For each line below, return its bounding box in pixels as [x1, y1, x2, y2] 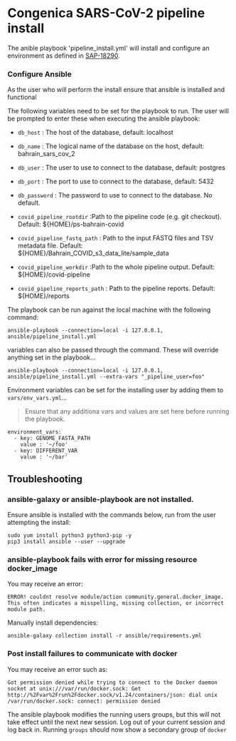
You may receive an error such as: [7, 665, 108, 673]
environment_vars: [7, 429, 62, 436]
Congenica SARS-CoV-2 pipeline [7, 5, 205, 21]
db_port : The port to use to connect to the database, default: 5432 [17, 177, 215, 186]
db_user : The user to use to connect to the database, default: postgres [17, 163, 225, 172]
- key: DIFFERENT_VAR [14, 447, 78, 454]
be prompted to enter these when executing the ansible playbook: [7, 114, 200, 123]
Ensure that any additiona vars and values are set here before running [24, 407, 230, 416]
